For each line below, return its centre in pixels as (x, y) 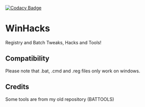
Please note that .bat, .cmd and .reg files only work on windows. (73, 71)
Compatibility (27, 59)
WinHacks (28, 29)
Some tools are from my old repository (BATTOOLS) (60, 99)
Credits (17, 87)
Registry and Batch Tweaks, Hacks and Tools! (53, 42)
